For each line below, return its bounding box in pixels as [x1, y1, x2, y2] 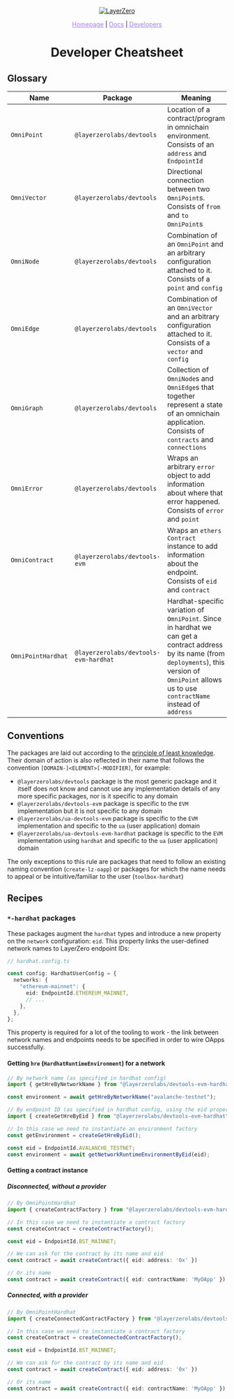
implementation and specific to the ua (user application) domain [17, 821, 201, 830]
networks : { [13, 976, 49, 984]
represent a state [166, 400, 223, 409]
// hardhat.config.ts [7, 958, 70, 965]
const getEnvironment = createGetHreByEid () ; [7, 1131, 141, 1138]
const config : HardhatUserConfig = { [7, 970, 117, 977]
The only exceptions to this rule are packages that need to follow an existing [7, 857, 226, 865]
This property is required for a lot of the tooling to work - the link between [7, 1028, 219, 1037]
